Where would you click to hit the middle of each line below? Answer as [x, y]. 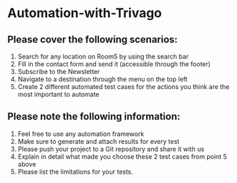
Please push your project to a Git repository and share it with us [111, 149]
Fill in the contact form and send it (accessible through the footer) [114, 64]
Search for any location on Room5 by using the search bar [103, 56]
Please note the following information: [94, 116]
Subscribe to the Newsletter [59, 72]
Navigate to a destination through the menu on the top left [102, 79]
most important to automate [58, 94]
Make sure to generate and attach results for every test [99, 141]
